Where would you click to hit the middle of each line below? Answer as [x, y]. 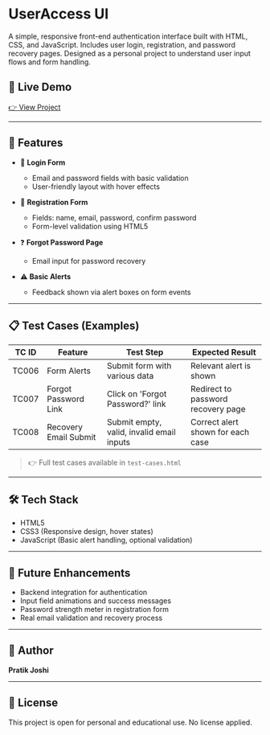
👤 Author [31, 651]
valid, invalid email [142, 433]
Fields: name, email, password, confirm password [114, 217]
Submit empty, [135, 422]
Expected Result [224, 352]
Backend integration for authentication [84, 592]
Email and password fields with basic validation [110, 178]
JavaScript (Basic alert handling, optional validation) [106, 540]
